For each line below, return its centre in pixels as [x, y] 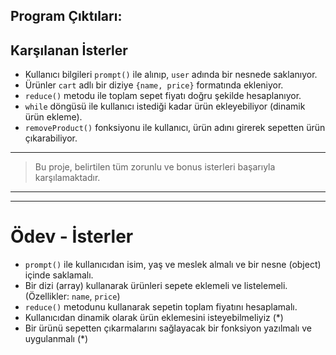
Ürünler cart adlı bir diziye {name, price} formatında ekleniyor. [154, 85]
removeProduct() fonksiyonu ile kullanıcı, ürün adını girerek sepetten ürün [175, 128]
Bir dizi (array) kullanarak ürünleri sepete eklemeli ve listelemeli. [156, 286]
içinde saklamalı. [59, 275]
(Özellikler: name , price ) [72, 296]
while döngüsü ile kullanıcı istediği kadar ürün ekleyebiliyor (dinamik [165, 106]
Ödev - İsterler [72, 236]
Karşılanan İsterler [69, 50]
